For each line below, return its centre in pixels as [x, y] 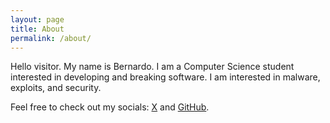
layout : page [37, 19]
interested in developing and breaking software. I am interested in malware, [165, 77]
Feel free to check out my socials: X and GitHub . [110, 107]
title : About [37, 29]
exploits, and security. [56, 88]
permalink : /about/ [51, 38]
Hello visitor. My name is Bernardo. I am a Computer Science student [152, 67]
